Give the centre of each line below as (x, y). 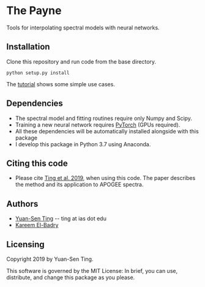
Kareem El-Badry (37, 225)
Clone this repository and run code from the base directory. (81, 61)
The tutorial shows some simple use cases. (61, 84)
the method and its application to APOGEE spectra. (79, 185)
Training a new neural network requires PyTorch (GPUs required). (98, 125)
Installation (28, 47)
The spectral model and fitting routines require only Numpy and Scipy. (104, 118)
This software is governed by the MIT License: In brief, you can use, (92, 271)
